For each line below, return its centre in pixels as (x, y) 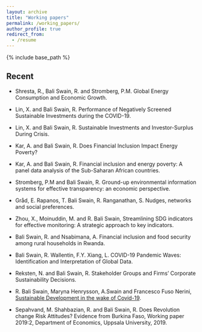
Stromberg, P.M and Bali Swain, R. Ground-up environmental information (106, 182)
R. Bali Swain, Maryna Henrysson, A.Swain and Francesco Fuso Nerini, (103, 291)
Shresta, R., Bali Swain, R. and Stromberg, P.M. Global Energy (92, 91)
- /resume (24, 40)
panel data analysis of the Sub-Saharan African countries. (88, 170)
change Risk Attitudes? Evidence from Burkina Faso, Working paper (99, 316)
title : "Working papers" (38, 18)
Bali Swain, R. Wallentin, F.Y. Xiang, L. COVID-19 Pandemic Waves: (98, 255)
